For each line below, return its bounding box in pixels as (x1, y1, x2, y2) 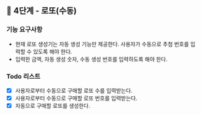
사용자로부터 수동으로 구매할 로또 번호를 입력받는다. (15, 94, 138, 102)
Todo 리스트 (6, 72, 41, 80)
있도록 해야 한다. (33, 48, 72, 55)
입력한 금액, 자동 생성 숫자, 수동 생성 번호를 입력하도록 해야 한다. (15, 55, 168, 62)
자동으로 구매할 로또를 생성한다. (15, 102, 90, 110)
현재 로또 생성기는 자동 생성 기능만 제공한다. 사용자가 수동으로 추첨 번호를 (15, 40, 189, 47)
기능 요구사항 (6, 25, 43, 34)
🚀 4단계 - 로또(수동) (6, 5, 77, 16)
